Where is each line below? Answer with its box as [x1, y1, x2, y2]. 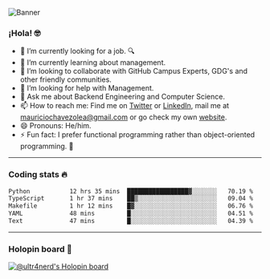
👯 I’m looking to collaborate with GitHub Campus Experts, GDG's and [19, 67, 247, 76]
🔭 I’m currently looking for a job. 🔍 [19, 46, 135, 56]
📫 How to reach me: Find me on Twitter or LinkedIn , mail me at [19, 101, 230, 111]
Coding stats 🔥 [8, 169, 67, 180]
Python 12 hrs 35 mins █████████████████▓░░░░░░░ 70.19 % [8, 187, 253, 196]
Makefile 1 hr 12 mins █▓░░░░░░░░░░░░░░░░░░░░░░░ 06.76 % [8, 202, 253, 210]
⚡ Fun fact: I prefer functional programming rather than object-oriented [19, 130, 256, 139]
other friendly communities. [19, 75, 112, 84]
